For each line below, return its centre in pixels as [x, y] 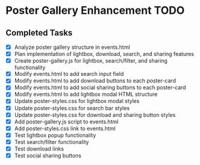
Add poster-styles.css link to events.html [65, 128]
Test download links [39, 149]
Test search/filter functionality [52, 142]
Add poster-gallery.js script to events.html [66, 122]
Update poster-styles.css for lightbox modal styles [77, 101]
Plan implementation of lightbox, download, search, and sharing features [104, 54]
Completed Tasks [39, 33]
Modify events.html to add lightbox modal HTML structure [86, 95]
